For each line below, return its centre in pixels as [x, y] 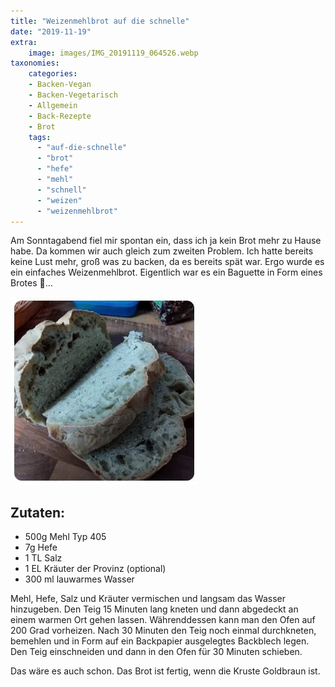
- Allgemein [53, 105]
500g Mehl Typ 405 [65, 537]
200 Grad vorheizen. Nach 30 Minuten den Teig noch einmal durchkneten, [163, 631]
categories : [53, 74]
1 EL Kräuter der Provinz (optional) [95, 569]
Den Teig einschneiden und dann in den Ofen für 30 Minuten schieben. [156, 652]
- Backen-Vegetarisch [73, 95]
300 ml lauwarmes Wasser [79, 579]
